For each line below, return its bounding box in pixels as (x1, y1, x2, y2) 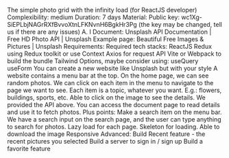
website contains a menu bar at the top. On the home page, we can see (7, 71, 209, 80)
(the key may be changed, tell (138, 21, 223, 28)
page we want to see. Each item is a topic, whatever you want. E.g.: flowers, (7, 86, 222, 94)
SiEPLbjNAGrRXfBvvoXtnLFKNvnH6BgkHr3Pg (7, 21, 137, 28)
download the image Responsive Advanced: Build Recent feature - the (7, 130, 206, 138)
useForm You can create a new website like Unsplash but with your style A (7, 65, 218, 72)
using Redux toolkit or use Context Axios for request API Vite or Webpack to (7, 49, 221, 58)
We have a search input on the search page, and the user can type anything (7, 115, 221, 123)
